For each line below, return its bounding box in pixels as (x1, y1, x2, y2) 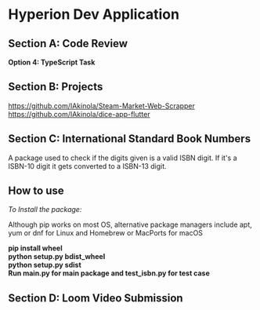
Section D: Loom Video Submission (8, 291, 183, 305)
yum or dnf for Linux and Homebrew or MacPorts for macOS (8, 228, 204, 238)
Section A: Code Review (8, 37, 128, 50)
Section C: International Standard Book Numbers (8, 132, 251, 146)
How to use (8, 184, 64, 198)
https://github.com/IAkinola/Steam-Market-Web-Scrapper (8, 100, 196, 111)
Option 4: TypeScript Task (8, 57, 96, 67)
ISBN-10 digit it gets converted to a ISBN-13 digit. (8, 161, 167, 170)
